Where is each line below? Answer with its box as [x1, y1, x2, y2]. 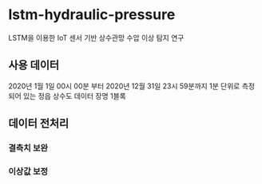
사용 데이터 [8, 58, 60, 72]
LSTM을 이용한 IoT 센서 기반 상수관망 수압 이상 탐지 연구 [8, 33, 185, 42]
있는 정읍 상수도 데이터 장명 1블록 [22, 91, 126, 100]
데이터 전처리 [8, 117, 69, 131]
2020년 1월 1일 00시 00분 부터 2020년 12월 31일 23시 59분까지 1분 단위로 [8, 81, 240, 91]
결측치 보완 [8, 143, 49, 154]
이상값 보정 [8, 166, 49, 177]
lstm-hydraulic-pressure [8, 6, 176, 24]
